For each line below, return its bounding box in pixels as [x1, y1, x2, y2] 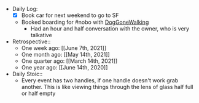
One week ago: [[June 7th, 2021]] [21, 44, 107, 52]
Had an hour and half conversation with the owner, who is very [30, 25, 189, 32]
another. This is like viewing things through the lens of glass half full [21, 83, 193, 91]
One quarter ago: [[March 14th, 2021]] [21, 57, 118, 65]
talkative [30, 32, 52, 39]
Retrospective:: [12, 38, 51, 45]
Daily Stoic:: [12, 70, 43, 78]
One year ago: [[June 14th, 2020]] [21, 64, 108, 71]
